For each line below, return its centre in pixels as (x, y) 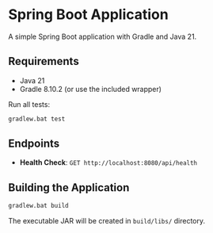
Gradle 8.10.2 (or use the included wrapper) (91, 89)
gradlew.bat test (37, 119)
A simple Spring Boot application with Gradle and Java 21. (103, 36)
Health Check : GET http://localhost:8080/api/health (108, 162)
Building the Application (69, 187)
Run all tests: (29, 104)
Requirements (44, 61)
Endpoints (34, 144)
